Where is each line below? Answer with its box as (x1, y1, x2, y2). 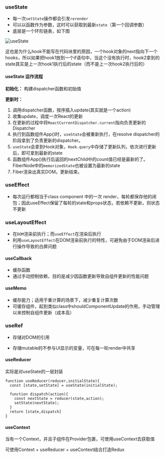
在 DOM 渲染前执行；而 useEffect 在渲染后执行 (12, 231, 101, 237)
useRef (5, 322, 23, 329)
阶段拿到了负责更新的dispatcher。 (12, 137, 83, 143)
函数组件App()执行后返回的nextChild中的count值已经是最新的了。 (12, 156, 148, 162)
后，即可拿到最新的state (12, 149, 63, 156)
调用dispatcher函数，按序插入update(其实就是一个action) (12, 107, 131, 113)
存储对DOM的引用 (12, 334, 50, 340)
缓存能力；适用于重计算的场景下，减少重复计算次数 (12, 297, 118, 303)
